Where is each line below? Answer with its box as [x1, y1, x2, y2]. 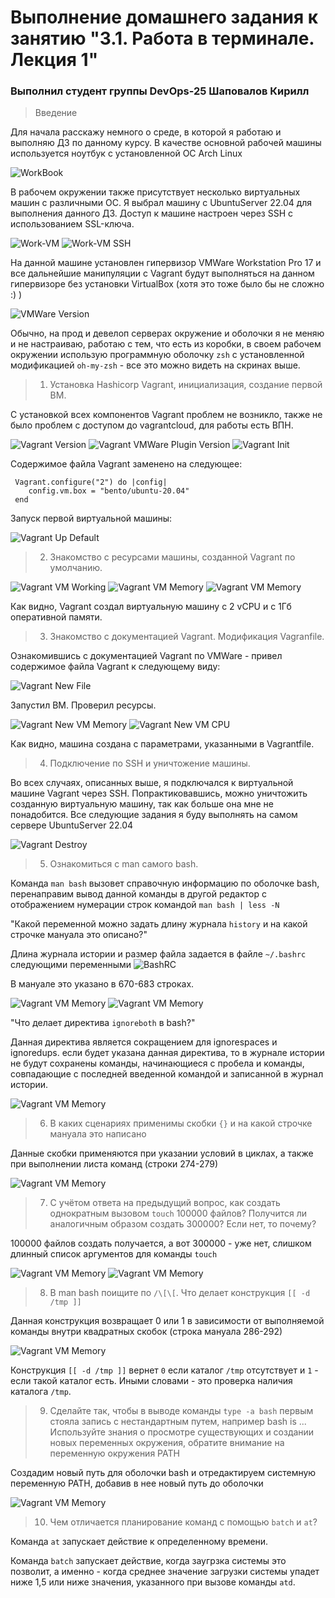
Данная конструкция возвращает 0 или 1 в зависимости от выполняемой [10, 1315, 325, 1327]
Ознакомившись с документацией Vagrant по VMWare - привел [10, 650, 283, 662]
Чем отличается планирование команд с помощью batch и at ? [49, 1516, 318, 1528]
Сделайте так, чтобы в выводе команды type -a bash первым [49, 1405, 314, 1417]
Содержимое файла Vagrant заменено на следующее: [10, 458, 243, 470]
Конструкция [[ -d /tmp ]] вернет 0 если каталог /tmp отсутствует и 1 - [10, 1364, 319, 1376]
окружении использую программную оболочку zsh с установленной [10, 349, 305, 361]
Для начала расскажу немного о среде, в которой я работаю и [10, 126, 282, 138]
